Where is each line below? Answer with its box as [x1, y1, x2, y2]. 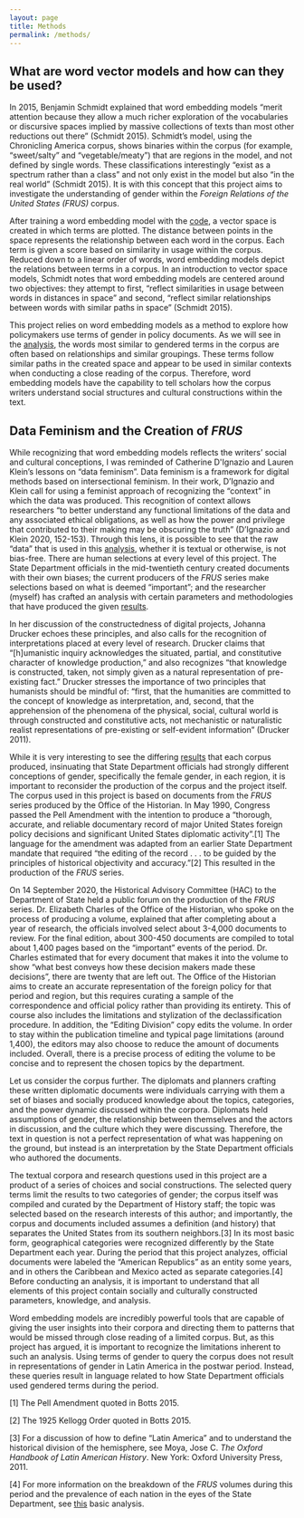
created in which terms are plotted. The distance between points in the [9, 226, 273, 236]
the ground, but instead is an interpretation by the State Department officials [9, 1143, 294, 1153]
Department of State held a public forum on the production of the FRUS [9, 894, 275, 905]
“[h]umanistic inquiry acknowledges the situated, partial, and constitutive [9, 648, 282, 658]
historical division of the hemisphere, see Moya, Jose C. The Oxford [9, 1442, 263, 1453]
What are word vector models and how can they [9, 63, 285, 79]
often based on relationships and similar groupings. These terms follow [9, 349, 274, 360]
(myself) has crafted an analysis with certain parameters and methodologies [9, 591, 294, 602]
